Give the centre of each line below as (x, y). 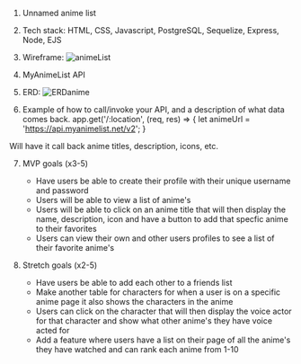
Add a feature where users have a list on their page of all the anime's (163, 340)
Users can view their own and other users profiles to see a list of (155, 238)
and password (62, 191)
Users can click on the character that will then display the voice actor (164, 311)
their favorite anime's (75, 248)
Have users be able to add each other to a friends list (134, 283)
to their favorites (66, 229)
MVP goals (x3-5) (55, 164)
